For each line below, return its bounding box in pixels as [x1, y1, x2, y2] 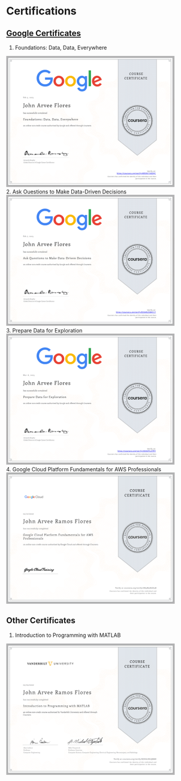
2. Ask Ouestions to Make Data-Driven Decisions [6, 188, 127, 195]
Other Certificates [6, 615, 76, 626]
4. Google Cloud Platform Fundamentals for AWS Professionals [6, 466, 162, 472]
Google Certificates [6, 28, 82, 38]
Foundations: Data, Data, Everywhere [14, 44, 107, 51]
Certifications [6, 4, 77, 18]
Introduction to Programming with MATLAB [14, 632, 121, 639]
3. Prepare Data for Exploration [6, 327, 83, 334]
